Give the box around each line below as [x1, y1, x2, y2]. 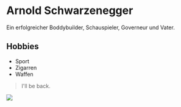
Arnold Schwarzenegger [6, 4, 133, 18]
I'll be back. [21, 82, 51, 89]
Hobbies [6, 41, 40, 52]
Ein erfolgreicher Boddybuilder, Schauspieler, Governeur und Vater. [6, 24, 175, 31]
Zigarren [15, 64, 37, 71]
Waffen [15, 71, 34, 78]
